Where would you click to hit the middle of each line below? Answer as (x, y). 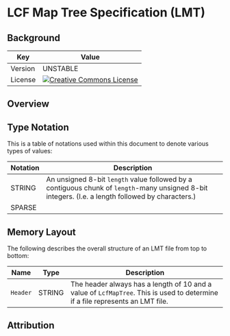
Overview (28, 104)
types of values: (30, 151)
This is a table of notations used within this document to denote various (108, 144)
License (23, 80)
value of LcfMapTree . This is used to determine (145, 293)
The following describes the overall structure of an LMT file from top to (107, 248)
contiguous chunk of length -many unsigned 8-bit (127, 188)
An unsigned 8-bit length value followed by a (119, 179)
